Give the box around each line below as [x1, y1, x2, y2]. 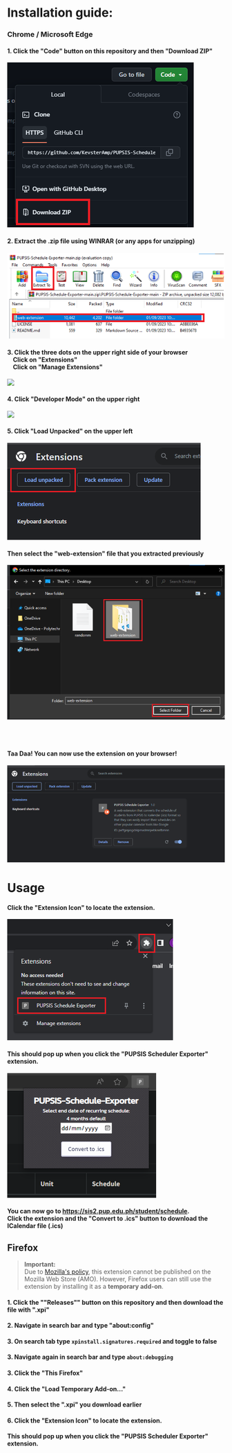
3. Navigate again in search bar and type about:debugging [7, 1353, 174, 1362]
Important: [23, 1260, 56, 1268]
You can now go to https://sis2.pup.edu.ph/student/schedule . [7, 1207, 190, 1215]
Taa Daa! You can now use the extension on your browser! [7, 749, 177, 758]
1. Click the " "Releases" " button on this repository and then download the [7, 1298, 224, 1306]
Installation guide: [7, 5, 113, 21]
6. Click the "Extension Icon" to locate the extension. [7, 1416, 162, 1425]
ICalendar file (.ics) [7, 1222, 64, 1230]
